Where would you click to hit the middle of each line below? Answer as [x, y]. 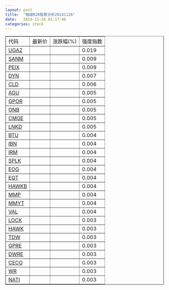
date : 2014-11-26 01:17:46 [36, 19]
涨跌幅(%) [65, 42]
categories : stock [24, 24]
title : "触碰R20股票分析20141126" [40, 15]
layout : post [19, 10]
